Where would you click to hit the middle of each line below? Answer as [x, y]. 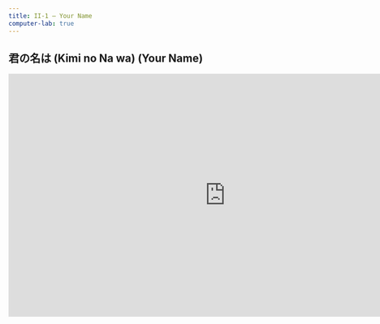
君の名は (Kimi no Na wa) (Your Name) [106, 58]
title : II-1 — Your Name [50, 16]
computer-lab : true [41, 23]
